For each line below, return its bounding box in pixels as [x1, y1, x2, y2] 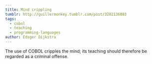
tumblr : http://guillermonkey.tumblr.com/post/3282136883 [5, 12, 127, 17]
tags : [5, 16, 16, 21]
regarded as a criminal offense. [5, 53, 69, 59]
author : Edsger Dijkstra [5, 35, 56, 40]
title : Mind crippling [5, 7, 52, 12]
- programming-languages [9, 30, 61, 35]
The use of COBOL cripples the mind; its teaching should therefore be [5, 48, 147, 54]
